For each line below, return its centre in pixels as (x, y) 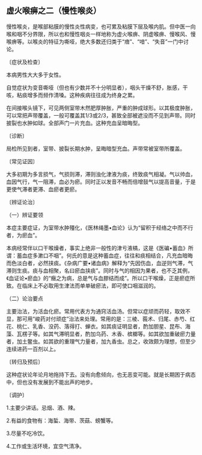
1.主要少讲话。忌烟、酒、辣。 (42, 407)
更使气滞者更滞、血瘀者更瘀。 (43, 189)
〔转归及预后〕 (25, 362)
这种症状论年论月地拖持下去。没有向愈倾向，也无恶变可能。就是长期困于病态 (101, 374)
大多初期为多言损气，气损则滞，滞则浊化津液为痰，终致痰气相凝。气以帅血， (101, 174)
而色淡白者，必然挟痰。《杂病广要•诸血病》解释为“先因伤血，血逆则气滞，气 (100, 263)
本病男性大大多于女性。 (35, 75)
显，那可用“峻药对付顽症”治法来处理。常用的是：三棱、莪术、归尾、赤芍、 (98, 319)
